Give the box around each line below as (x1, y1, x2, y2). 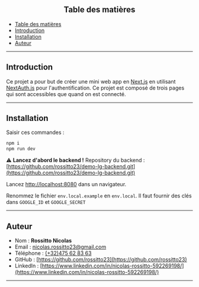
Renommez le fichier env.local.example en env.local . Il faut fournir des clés (6, 192, 192, 199)
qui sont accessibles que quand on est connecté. (6, 90, 126, 97)
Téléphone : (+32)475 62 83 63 (14, 250, 92, 257)
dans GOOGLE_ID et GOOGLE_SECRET (6, 199, 86, 206)
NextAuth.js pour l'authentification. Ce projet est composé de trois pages (6, 84, 185, 91)
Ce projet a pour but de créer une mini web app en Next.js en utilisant (6, 78, 176, 85)
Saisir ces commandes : (6, 129, 65, 136)
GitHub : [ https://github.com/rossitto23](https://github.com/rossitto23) (14, 256, 188, 263)
